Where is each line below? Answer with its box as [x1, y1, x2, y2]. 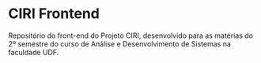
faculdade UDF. [8, 47, 59, 57]
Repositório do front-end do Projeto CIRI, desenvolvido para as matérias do [8, 31, 253, 40]
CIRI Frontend [8, 5, 100, 23]
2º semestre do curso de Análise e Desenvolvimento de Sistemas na [8, 39, 232, 48]
